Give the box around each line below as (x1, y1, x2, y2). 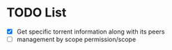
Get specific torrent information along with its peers (16, 27, 165, 36)
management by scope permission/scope (16, 36, 136, 43)
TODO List (6, 5, 67, 21)
